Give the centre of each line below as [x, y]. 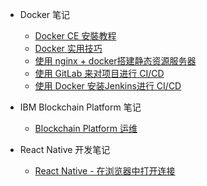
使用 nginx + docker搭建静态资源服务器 [115, 61]
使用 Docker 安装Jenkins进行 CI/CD [108, 86]
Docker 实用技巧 [68, 48]
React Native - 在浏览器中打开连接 [105, 171]
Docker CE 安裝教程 [75, 36]
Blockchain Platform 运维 [86, 128]
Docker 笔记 [45, 14]
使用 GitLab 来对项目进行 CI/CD [99, 73]
